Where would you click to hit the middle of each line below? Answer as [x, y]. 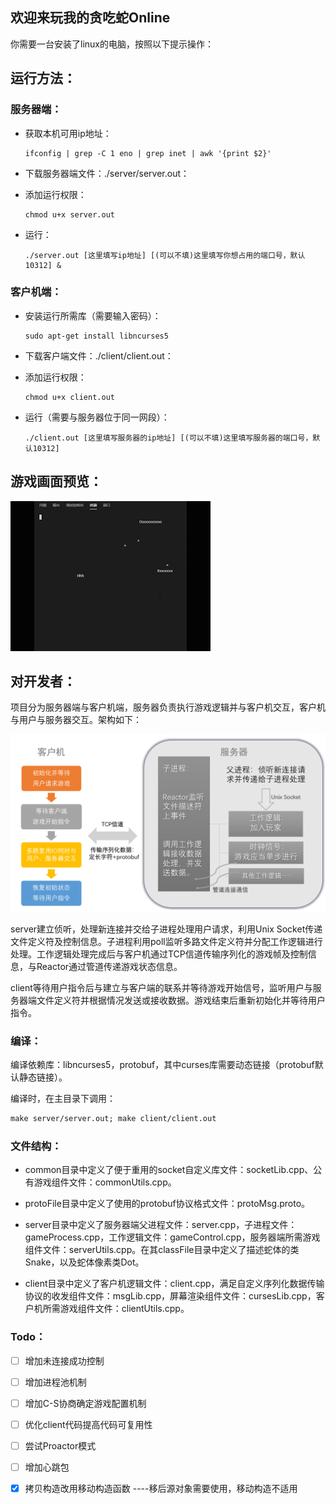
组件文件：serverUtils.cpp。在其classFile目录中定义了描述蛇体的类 [162, 1250]
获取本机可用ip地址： [68, 133]
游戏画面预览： [56, 481]
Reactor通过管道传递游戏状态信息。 [109, 966]
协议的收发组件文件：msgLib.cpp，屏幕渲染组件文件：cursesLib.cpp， [170, 1296]
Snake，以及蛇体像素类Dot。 [84, 1262]
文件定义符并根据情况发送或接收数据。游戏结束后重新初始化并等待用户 [181, 1000]
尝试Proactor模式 [60, 1445]
